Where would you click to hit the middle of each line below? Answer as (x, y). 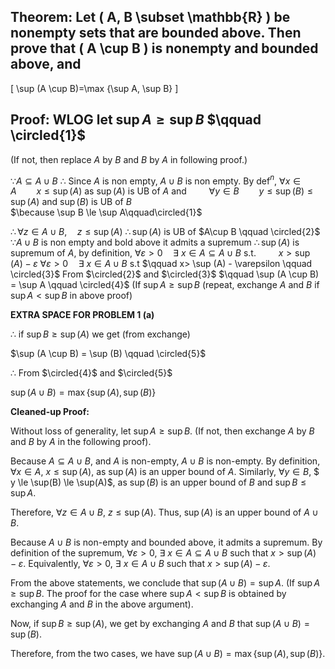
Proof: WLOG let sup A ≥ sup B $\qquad (136, 120)
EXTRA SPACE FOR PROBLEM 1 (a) (82, 315)
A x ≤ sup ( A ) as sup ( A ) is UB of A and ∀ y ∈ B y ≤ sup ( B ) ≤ (161, 191)
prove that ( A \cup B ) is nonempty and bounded (164, 48)
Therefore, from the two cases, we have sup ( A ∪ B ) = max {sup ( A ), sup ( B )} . (168, 654)
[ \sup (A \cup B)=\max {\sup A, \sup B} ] (94, 88)
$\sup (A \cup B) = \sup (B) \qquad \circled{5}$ (108, 354)
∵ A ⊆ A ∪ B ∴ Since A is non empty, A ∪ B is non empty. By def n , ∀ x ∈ (156, 180)
